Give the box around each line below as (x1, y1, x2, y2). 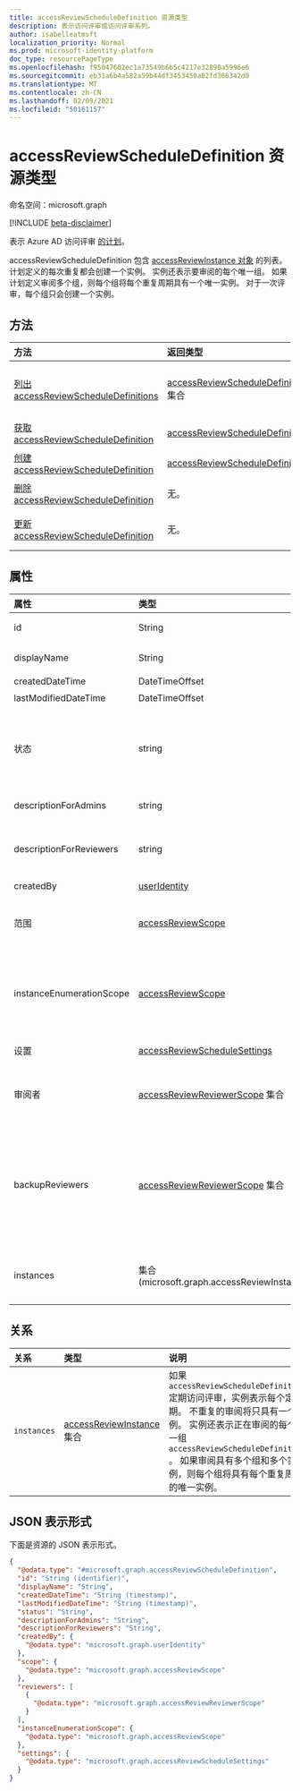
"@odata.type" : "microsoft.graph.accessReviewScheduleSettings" (25, 1757, 270, 1766)
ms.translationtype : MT (9, 80, 98, 89)
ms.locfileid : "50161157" (9, 105, 105, 114)
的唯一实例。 (168, 1480, 223, 1493)
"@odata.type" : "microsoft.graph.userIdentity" (25, 1641, 205, 1650)
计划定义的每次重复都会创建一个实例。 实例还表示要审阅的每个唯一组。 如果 (9, 266, 287, 277)
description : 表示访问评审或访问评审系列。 (9, 21, 154, 30)
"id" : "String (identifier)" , (17, 1574, 129, 1583)
